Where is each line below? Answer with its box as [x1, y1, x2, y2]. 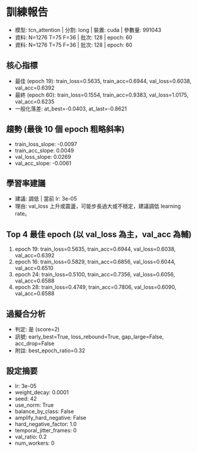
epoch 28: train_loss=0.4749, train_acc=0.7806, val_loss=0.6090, [14, 284, 177, 291]
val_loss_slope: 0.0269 [14, 153, 72, 160]
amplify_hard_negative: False [14, 414, 87, 421]
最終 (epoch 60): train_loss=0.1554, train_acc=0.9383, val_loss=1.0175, [14, 91, 189, 99]
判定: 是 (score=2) [14, 326, 60, 333]
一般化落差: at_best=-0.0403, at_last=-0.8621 [14, 105, 127, 112]
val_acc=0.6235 [14, 98, 55, 105]
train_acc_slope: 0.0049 [14, 147, 75, 154]
